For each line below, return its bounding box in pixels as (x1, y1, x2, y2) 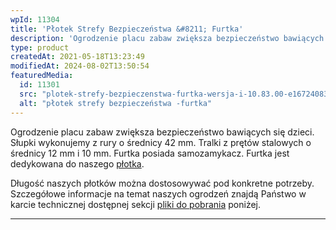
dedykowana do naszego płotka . (10, 157, 145, 170)
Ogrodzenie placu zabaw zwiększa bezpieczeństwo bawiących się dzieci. (10, 126, 315, 138)
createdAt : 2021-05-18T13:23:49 (10, 52, 145, 62)
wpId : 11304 (10, 14, 60, 25)
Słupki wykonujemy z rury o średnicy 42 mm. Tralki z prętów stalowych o (10, 136, 312, 148)
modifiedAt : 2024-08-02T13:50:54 (10, 61, 150, 71)
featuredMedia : (10, 71, 74, 81)
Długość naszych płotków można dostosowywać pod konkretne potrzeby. (10, 177, 315, 189)
